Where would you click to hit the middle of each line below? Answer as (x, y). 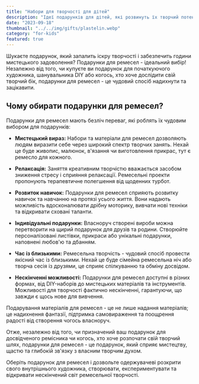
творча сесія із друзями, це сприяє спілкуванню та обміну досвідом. (102, 266)
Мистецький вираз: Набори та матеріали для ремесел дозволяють (100, 138)
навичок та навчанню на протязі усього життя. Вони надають (92, 199)
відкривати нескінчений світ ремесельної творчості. (73, 375)
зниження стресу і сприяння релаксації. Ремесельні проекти (92, 175)
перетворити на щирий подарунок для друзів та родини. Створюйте (101, 229)
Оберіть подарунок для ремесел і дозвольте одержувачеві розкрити (94, 362)
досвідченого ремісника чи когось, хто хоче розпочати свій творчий (93, 338)
